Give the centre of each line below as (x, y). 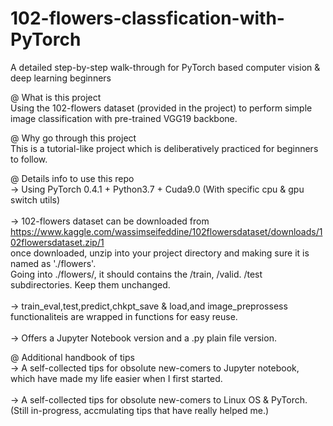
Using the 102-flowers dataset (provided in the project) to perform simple (161, 108)
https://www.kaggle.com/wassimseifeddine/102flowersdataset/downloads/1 (166, 231)
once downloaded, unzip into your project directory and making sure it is (160, 253)
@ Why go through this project (73, 138)
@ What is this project (56, 97)
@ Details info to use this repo (72, 178)
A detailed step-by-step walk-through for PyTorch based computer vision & (165, 67)
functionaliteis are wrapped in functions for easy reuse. (124, 316)
